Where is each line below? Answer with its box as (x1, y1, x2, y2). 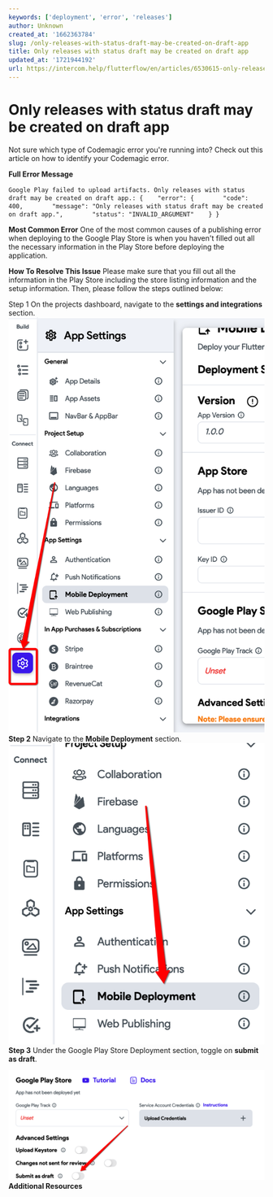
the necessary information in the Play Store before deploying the (8, 242, 225, 251)
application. (8, 250, 48, 260)
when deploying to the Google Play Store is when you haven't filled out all (8, 233, 255, 243)
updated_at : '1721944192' (8, 56, 96, 64)
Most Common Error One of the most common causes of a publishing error (8, 224, 262, 234)
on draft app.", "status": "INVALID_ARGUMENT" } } (8, 210, 220, 219)
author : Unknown (8, 21, 63, 30)
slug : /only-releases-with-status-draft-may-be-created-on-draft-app (8, 39, 249, 47)
